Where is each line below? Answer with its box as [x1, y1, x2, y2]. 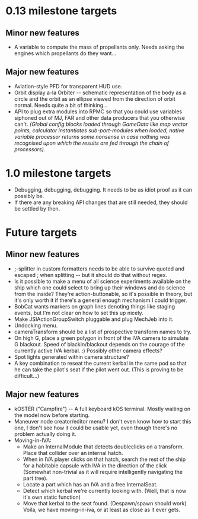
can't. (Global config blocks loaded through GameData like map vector [14, 120, 188, 128]
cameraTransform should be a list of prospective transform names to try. [14, 328, 192, 335]
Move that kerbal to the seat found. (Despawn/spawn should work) [23, 499, 187, 507]
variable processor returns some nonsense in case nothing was [14, 133, 170, 140]
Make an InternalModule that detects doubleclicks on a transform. [23, 443, 184, 450]
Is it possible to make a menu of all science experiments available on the [14, 278, 191, 285]
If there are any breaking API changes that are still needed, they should [14, 199, 188, 206]
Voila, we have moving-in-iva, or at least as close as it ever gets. [23, 506, 181, 513]
